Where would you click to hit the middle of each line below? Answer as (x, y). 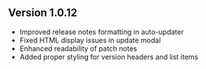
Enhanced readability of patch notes (78, 48)
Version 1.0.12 (43, 13)
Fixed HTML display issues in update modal (90, 40)
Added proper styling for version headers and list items (109, 56)
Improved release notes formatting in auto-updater (101, 31)
